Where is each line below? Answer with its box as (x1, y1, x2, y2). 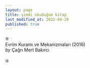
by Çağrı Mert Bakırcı (5, 47, 50, 53)
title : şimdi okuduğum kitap (5, 12, 67, 17)
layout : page (5, 7, 33, 13)
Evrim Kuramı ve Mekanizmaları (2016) (5, 42, 85, 48)
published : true (5, 21, 39, 27)
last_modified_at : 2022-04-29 (5, 17, 69, 22)
